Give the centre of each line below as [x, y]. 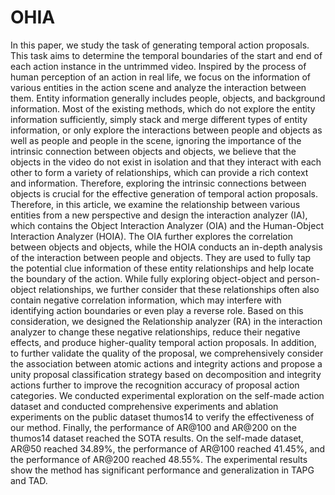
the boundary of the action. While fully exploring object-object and [147, 278]
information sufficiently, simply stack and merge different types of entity [159, 119]
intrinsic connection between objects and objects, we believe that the [153, 151]
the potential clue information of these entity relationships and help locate [162, 268]
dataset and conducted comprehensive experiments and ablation [144, 406]
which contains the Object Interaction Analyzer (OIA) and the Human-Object [167, 225]
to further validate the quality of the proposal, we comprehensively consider [167, 353]
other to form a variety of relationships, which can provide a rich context [159, 172]
